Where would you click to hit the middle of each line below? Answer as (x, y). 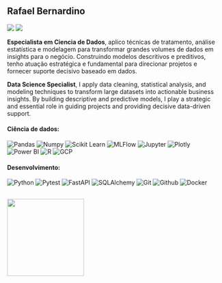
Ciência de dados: (33, 129)
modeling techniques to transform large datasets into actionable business (110, 91)
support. (19, 113)
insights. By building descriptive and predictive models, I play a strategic (109, 99)
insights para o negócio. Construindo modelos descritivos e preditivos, (107, 56)
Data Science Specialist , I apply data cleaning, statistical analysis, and (107, 84)
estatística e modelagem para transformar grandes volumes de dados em (110, 49)
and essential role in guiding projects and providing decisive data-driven (109, 106)
